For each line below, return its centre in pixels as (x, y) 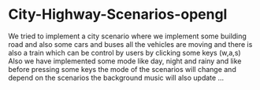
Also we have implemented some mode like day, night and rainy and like (125, 61)
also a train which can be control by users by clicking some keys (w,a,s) (125, 52)
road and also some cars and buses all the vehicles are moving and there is (130, 44)
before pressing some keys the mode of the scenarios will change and (122, 69)
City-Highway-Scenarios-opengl (118, 14)
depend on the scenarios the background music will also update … (116, 77)
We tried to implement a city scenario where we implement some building (127, 36)
